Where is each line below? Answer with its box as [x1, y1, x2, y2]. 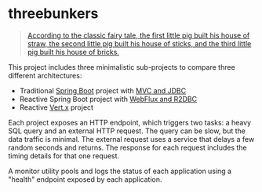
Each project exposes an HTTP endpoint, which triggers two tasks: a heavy [8, 118, 252, 127]
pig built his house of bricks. [27, 47, 120, 56]
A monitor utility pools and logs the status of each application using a [8, 166, 232, 176]
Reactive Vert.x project [19, 103, 94, 112]
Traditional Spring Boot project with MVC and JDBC [19, 85, 187, 95]
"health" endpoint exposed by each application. [8, 174, 162, 184]
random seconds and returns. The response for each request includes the [8, 143, 247, 152]
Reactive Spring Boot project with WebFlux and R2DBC [19, 94, 198, 103]
